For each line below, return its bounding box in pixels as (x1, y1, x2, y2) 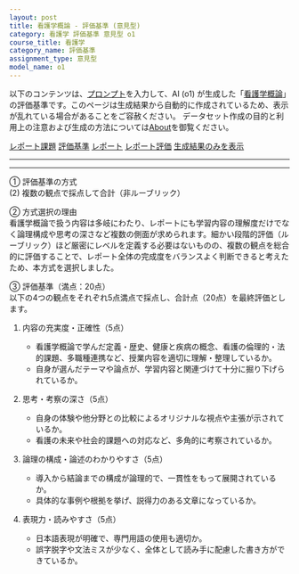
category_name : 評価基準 (9, 46, 96, 55)
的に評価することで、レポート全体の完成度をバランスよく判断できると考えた (9, 250, 289, 261)
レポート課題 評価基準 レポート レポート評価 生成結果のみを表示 (9, 140, 245, 152)
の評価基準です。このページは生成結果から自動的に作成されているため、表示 (9, 99, 289, 110)
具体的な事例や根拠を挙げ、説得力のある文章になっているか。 (35, 495, 261, 505)
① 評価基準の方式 (9, 176, 77, 187)
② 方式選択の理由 (9, 206, 77, 217)
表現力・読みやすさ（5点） (21, 513, 122, 524)
